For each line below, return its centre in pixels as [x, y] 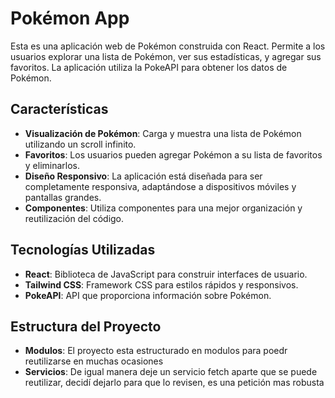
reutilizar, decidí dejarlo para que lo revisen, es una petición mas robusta [174, 383]
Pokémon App [70, 18]
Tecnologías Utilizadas [83, 250]
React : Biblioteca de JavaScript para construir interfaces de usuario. [166, 274]
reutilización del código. [74, 218]
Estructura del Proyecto [86, 326]
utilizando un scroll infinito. [80, 144]
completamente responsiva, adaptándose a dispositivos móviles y [160, 186]
